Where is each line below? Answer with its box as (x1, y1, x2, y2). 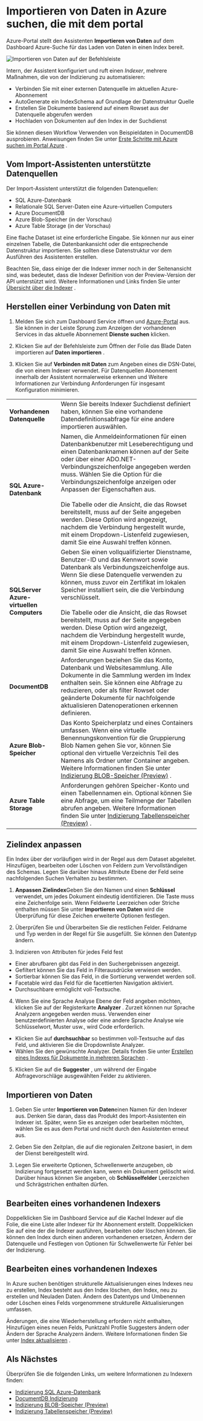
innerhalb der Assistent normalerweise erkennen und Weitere (14, 373, 168, 380)
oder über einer (60, 455, 105, 463)
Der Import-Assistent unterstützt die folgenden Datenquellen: (6, 184, 159, 192)
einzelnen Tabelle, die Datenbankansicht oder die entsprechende (6, 240, 169, 247)
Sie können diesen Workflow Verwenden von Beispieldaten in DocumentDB (6, 129, 193, 136)
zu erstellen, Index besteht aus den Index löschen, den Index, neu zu (6, 1286, 178, 1293)
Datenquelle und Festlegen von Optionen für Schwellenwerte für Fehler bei (6, 1240, 193, 1247)
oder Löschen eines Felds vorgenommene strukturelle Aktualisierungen (6, 1299, 184, 1306)
